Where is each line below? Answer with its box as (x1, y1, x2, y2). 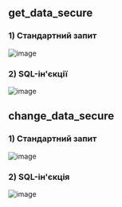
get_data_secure (8, 6, 93, 20)
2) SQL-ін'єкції (8, 68, 68, 79)
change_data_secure (8, 109, 115, 123)
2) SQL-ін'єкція (8, 171, 70, 182)
